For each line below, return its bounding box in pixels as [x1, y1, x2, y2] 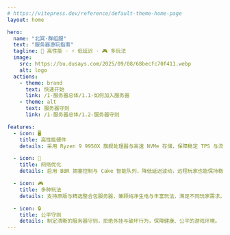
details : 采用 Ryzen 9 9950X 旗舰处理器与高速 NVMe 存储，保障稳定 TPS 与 [19, 143, 219, 150]
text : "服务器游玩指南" [13, 42, 74, 49]
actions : [13, 73, 38, 80]
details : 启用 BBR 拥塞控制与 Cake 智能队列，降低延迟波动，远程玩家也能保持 [19, 168, 218, 175]
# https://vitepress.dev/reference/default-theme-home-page [7, 10, 183, 17]
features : [7, 124, 36, 130]
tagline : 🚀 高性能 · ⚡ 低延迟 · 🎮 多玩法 [13, 48, 127, 55]
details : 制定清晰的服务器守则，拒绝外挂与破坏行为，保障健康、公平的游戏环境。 [19, 218, 220, 225]
